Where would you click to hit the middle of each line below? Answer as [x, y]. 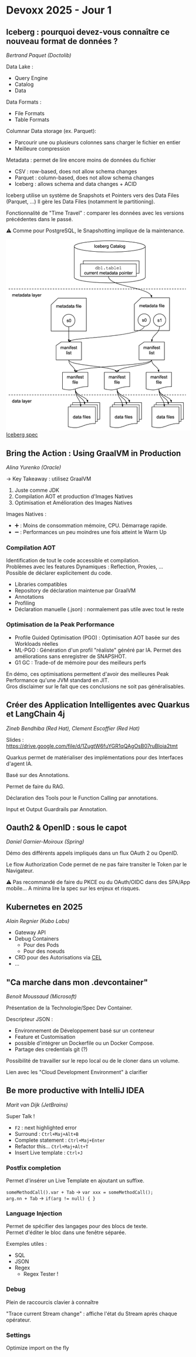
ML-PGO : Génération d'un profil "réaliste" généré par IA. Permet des [98, 650]
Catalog [24, 84]
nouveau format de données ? [62, 41]
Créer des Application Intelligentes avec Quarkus [98, 705]
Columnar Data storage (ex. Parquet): [51, 131]
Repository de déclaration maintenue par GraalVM [75, 591]
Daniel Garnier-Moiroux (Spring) [45, 842]
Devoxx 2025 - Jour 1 [59, 10]
